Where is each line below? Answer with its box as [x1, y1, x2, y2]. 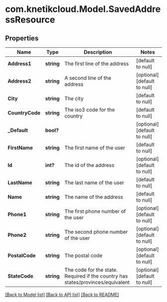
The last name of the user [64, 179, 124, 186]
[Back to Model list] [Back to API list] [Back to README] [5, 292, 119, 298]
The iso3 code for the [64, 106, 115, 113]
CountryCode [7, 110, 41, 116]
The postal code [64, 252, 103, 259]
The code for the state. [64, 267, 118, 273]
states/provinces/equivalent [64, 279, 130, 286]
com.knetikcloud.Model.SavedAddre [5, 3, 161, 15]
